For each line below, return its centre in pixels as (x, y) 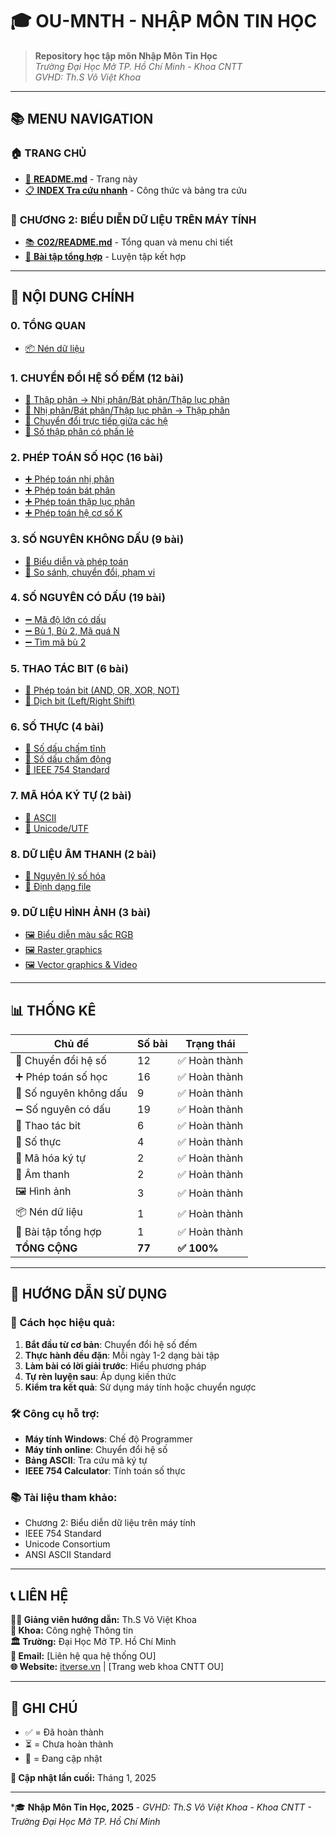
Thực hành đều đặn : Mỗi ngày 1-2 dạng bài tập (122, 1355)
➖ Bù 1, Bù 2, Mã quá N (72, 630)
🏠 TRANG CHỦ (48, 153)
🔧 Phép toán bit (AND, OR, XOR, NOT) (102, 690)
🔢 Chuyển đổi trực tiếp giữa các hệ (96, 420)
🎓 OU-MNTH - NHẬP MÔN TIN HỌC (164, 21)
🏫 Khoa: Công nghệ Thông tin (72, 1630)
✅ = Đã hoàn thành (64, 1732)
